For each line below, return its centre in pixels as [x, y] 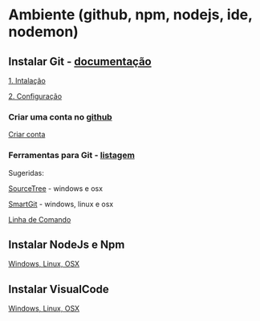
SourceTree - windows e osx [55, 188]
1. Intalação [27, 81]
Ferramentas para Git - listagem [71, 156]
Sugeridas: [26, 173]
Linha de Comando [40, 219]
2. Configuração [35, 96]
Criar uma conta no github [60, 116]
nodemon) [43, 32]
